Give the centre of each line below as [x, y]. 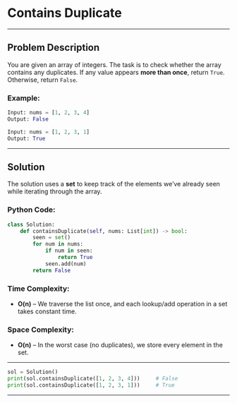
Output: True [26, 138]
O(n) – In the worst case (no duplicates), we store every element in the [120, 345]
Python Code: [31, 210]
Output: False [28, 119]
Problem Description [54, 48]
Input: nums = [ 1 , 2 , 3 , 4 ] [49, 113]
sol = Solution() [33, 372]
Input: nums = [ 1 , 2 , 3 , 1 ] [49, 132]
